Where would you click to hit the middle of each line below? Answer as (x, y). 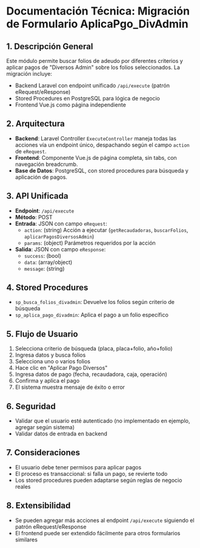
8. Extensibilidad (38, 506)
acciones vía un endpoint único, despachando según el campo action (102, 145)
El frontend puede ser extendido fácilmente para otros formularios (98, 533)
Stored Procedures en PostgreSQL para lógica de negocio (88, 98)
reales (23, 486)
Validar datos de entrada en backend (61, 434)
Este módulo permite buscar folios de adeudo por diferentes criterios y (95, 61)
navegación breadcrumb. (46, 164)
